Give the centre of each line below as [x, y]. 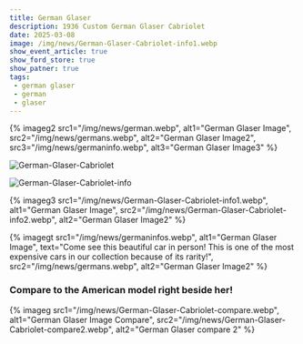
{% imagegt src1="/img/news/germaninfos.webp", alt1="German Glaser [143, 238]
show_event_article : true [58, 52]
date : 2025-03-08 [42, 35]
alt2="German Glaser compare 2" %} [185, 329]
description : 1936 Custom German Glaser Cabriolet [107, 26]
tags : [20, 77]
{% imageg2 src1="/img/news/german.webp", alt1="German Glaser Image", [151, 128]
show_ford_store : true [52, 60]
